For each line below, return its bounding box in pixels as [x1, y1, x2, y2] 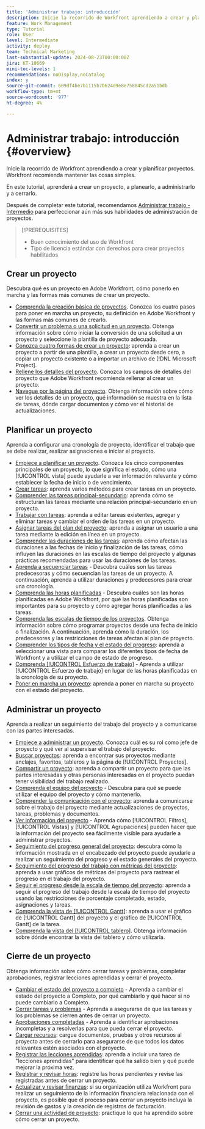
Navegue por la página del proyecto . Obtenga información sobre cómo [15, 387, 193, 395]
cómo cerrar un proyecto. [15, 1116, 80, 1123]
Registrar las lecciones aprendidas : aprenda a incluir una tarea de [15, 1050, 181, 1058]
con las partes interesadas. [6, 727, 74, 734]
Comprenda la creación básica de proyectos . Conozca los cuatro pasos [15, 303, 195, 310]
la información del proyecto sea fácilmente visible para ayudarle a [15, 830, 181, 837]
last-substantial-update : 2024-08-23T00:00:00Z [6, 54, 130, 60]
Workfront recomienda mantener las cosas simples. [6, 171, 136, 178]
